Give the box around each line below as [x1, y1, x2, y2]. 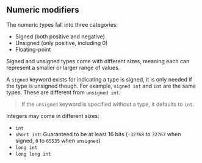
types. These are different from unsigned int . [6, 88, 121, 96]
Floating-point [15, 46, 51, 53]
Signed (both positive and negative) [15, 33, 106, 40]
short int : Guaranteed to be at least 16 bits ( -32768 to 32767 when [15, 130, 181, 137]
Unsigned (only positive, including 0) [15, 39, 108, 46]
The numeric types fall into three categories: [6, 21, 118, 28]
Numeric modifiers [6, 5, 79, 15]
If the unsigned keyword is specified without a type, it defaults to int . [21, 100, 195, 108]
